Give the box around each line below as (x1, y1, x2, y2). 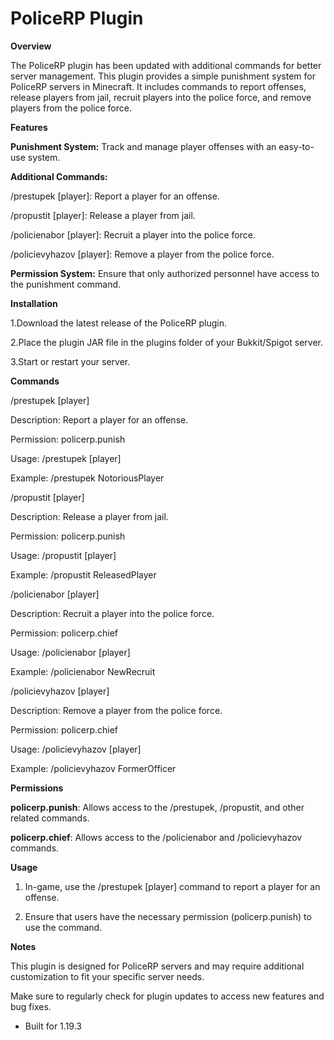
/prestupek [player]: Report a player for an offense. (10, 190, 220, 202)
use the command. (24, 921, 103, 933)
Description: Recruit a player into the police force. (10, 607, 215, 619)
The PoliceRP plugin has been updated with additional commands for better (10, 59, 322, 71)
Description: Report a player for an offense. (10, 413, 189, 426)
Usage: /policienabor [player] (10, 646, 131, 658)
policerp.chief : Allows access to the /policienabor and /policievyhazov (10, 831, 303, 843)
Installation (10, 297, 58, 309)
